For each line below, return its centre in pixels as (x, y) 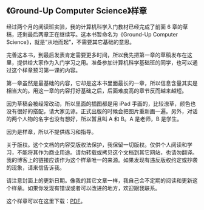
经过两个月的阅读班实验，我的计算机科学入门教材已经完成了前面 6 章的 (95, 27)
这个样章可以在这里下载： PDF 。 (46, 201)
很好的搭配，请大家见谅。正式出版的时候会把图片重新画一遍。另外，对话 (107, 111)
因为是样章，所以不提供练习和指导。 (52, 131)
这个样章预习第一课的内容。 (46, 70)
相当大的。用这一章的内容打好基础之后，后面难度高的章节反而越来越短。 (97, 91)
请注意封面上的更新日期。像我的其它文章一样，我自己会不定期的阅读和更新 (99, 180)
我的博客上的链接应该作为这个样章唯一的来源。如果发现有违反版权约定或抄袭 (102, 159)
